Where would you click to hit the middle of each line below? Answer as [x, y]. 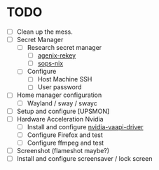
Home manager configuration [59, 95]
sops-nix [50, 63]
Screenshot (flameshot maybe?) [63, 150]
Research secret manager [64, 48]
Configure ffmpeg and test [65, 143]
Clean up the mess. [44, 32]
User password [60, 87]
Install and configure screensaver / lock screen [84, 158]
